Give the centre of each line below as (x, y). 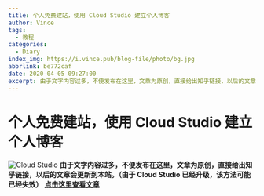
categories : (27, 45)
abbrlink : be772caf (40, 67)
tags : (17, 30)
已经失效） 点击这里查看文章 (54, 184)
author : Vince (31, 23)
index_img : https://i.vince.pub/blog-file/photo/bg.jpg (101, 60)
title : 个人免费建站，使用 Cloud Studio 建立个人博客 (89, 15)
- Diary (28, 52)
